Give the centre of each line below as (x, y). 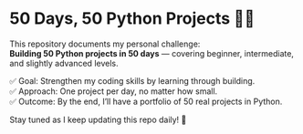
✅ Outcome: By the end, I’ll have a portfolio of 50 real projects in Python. (146, 101)
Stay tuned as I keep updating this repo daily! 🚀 (98, 119)
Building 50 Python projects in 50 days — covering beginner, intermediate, (152, 53)
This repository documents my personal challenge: (105, 44)
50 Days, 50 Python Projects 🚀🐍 (132, 19)
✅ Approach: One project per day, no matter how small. (114, 91)
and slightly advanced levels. (64, 63)
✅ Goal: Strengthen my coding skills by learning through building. (132, 80)
